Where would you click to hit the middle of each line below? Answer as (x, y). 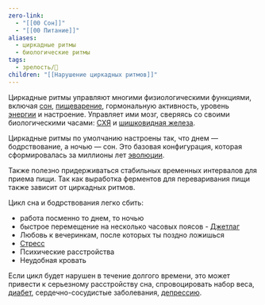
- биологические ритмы (53, 52)
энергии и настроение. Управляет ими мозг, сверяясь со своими (119, 114)
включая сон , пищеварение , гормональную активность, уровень (119, 106)
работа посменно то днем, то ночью (82, 218)
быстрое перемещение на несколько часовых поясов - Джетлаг (130, 226)
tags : (17, 60)
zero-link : (26, 15)
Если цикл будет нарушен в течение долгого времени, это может (119, 276)
